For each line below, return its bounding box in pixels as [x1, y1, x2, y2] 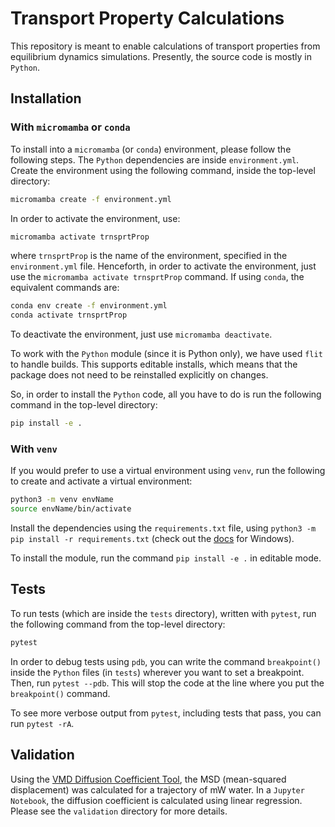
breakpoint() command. [10, 687, 111, 699]
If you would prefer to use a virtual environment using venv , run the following [10, 465, 326, 477]
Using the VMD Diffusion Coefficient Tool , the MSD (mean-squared [10, 773, 287, 785]
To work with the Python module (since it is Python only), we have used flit [10, 348, 323, 360]
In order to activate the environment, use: [10, 212, 181, 224]
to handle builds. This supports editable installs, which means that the [10, 358, 298, 371]
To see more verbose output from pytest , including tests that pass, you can [10, 707, 322, 719]
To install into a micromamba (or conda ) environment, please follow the [10, 143, 292, 155]
